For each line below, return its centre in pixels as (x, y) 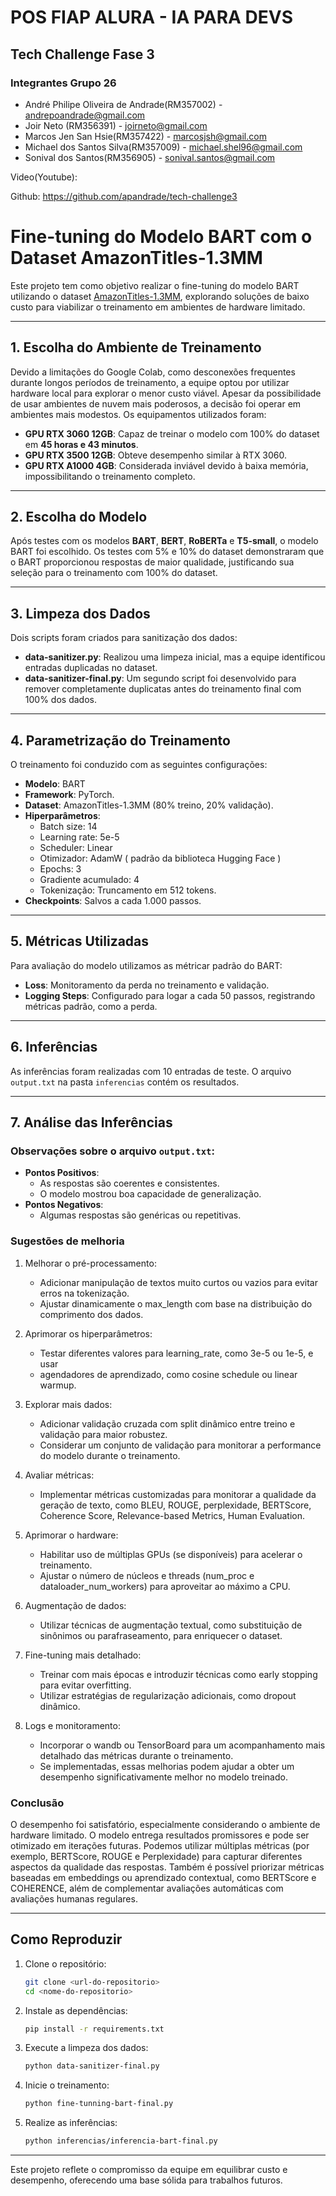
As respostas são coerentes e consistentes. (129, 1183)
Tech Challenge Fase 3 (82, 54)
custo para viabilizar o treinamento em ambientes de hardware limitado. (158, 307)
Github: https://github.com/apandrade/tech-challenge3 (124, 196)
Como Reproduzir (66, 1939)
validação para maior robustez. (103, 1434)
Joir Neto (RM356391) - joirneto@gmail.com (116, 125)
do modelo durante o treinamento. (110, 1455)
